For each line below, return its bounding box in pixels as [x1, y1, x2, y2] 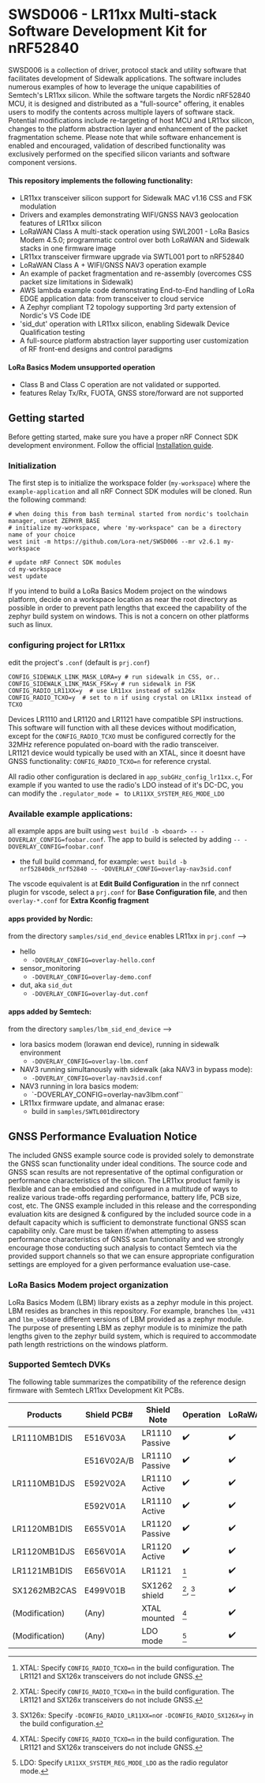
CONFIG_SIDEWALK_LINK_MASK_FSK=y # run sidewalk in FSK [8, 679, 196, 688]
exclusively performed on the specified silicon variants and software [8, 149, 230, 159]
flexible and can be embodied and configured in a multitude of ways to [8, 1184, 238, 1194]
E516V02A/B [84, 1455, 134, 1466]
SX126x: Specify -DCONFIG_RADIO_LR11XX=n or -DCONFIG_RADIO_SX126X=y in [19, 1710, 254, 1720]
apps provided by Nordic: [8, 914, 93, 923]
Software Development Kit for [8, 22, 207, 40]
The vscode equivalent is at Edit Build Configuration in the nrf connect [8, 879, 240, 889]
